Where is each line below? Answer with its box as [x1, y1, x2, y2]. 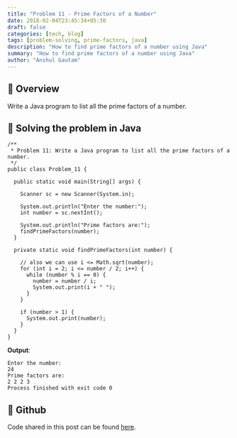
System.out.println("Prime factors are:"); [20, 221, 151, 229]
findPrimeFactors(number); [20, 228, 100, 235]
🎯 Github [7, 404, 47, 416]
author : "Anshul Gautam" [7, 57, 81, 64]
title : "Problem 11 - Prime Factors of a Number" [7, 10, 158, 18]
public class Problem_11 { [7, 166, 87, 173]
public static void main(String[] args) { [13, 178, 141, 185]
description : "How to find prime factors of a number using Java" [7, 43, 208, 50]
